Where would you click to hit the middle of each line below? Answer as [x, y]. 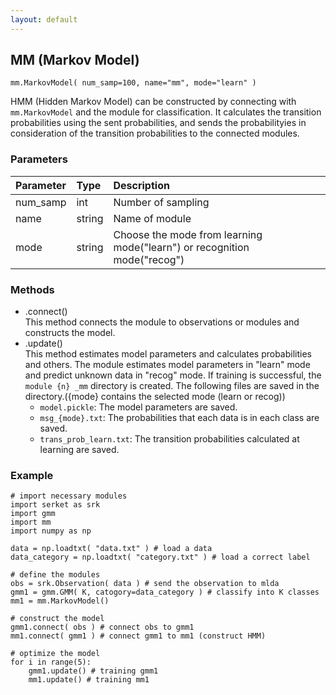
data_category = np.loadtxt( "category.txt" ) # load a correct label [160, 557]
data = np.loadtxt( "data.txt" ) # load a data [111, 549]
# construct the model [57, 619]
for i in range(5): [51, 662]
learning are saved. [79, 450]
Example [32, 475]
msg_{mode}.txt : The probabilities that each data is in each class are [179, 418]
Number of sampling [161, 202]
